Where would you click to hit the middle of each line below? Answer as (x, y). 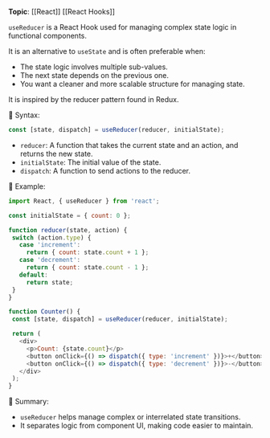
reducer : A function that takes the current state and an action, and (129, 145)
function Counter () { (45, 312)
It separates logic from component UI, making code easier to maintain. (137, 426)
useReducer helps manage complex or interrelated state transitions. (130, 417)
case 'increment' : (50, 245)
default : (33, 275)
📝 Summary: (29, 402)
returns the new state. (57, 154)
